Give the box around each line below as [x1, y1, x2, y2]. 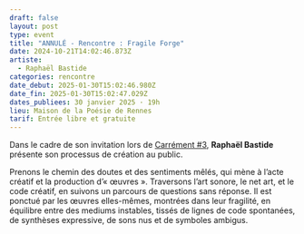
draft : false [9, 13, 59, 23]
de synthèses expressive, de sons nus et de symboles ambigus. [9, 215, 249, 226]
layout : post [9, 22, 59, 31]
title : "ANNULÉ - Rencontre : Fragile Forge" [9, 38, 184, 48]
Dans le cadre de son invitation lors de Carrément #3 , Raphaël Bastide [9, 140, 274, 151]
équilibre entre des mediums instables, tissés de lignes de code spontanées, [9, 205, 296, 216]
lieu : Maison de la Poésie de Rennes [9, 106, 152, 115]
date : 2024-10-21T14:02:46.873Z [9, 47, 132, 56]
